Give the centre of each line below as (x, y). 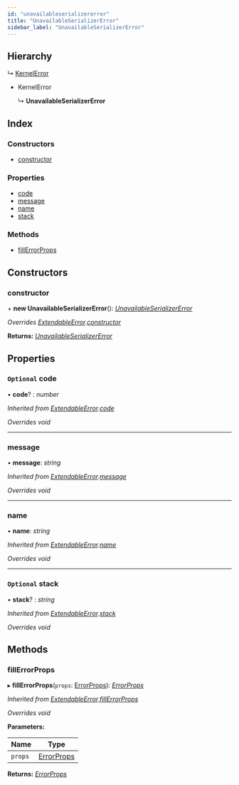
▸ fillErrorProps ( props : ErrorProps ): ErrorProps (76, 685)
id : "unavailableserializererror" (59, 14)
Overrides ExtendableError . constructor (64, 323)
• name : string (29, 531)
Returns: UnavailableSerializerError (60, 336)
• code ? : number (33, 394)
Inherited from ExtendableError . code (61, 408)
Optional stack (33, 584)
